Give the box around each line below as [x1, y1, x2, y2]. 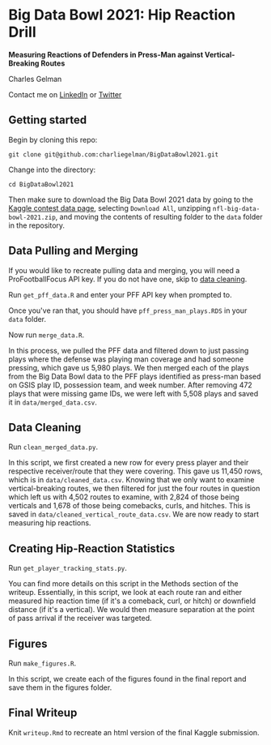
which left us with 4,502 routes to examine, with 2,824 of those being [8, 492, 240, 502]
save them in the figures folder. [8, 683, 112, 692]
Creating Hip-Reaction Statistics [8, 542, 176, 555]
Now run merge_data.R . [8, 330, 85, 340]
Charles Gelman [8, 74, 62, 83]
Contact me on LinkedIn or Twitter [8, 89, 122, 99]
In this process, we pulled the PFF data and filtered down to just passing [8, 345, 249, 355]
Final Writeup [8, 706, 78, 720]
